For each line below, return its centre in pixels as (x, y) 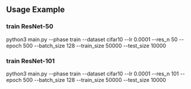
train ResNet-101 (31, 61)
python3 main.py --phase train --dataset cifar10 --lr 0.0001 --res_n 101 (93, 74)
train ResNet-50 (30, 27)
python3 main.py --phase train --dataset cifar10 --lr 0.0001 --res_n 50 (92, 39)
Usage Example (36, 10)
